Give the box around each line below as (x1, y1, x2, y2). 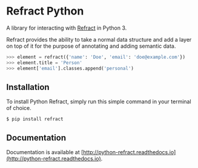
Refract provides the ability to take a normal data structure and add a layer (6, 36, 192, 43)
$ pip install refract (6, 116, 64, 122)
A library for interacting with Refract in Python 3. (6, 24, 127, 31)
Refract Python (6, 4, 84, 18)
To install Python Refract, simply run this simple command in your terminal (6, 98, 192, 105)
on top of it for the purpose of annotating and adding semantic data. (6, 42, 176, 50)
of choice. (6, 105, 31, 112)
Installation (6, 82, 50, 92)
